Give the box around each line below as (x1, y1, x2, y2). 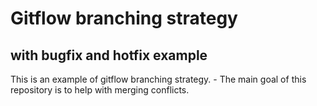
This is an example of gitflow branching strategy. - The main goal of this (10, 73, 307, 85)
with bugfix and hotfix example (10, 47, 208, 64)
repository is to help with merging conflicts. (10, 84, 190, 96)
